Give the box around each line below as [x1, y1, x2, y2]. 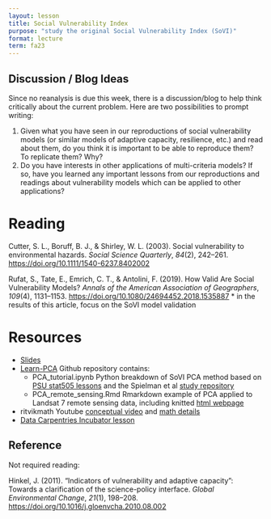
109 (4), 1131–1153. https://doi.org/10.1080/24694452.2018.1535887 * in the [8, 291, 256, 301]
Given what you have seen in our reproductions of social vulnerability [19, 126, 252, 136]
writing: [8, 110, 34, 120]
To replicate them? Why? [19, 151, 104, 162]
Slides [19, 355, 41, 365]
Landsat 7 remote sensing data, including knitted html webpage [32, 398, 244, 407]
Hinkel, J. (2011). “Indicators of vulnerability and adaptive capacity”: [8, 475, 234, 485]
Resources [8, 328, 83, 347]
